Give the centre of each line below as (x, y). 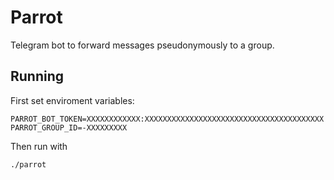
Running (37, 76)
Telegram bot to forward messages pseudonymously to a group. (142, 45)
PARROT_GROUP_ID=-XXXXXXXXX (69, 127)
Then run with (39, 146)
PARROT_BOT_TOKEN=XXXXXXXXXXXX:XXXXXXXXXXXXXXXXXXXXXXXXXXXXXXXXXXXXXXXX (167, 119)
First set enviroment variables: (72, 100)
